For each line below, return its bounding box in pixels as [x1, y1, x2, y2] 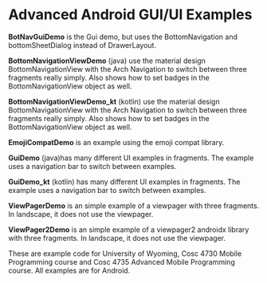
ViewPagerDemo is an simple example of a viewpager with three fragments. [8, 201, 260, 210]
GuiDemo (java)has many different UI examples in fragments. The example [8, 153, 254, 163]
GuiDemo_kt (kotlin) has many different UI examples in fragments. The [8, 177, 241, 187]
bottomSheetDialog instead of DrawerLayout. [8, 40, 157, 49]
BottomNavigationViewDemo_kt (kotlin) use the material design [8, 96, 221, 106]
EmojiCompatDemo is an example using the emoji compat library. [8, 137, 225, 147]
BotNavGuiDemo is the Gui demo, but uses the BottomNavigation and [8, 32, 238, 41]
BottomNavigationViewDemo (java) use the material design [8, 56, 206, 65]
